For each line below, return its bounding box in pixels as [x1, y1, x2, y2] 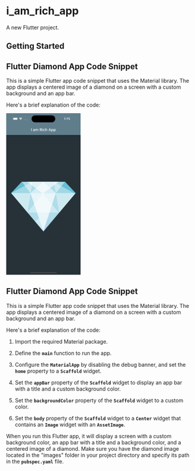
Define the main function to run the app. [14, 350, 112, 357]
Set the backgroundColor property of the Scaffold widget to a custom [14, 397, 184, 404]
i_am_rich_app [6, 4, 79, 18]
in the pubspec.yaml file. [6, 457, 64, 465]
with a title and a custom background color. [14, 385, 121, 392]
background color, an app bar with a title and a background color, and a [6, 439, 181, 446]
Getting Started [6, 41, 65, 51]
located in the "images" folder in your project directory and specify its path [6, 451, 190, 458]
